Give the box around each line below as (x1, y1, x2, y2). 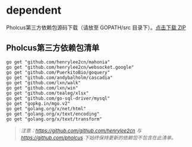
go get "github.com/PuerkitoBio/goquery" (6, 69, 111, 75)
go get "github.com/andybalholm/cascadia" (6, 75, 113, 81)
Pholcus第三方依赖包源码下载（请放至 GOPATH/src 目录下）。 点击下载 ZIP (6, 24, 186, 31)
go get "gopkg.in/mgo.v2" (6, 100, 70, 107)
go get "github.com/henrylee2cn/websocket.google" (6, 64, 134, 70)
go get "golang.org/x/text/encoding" (6, 111, 100, 117)
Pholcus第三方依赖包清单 (6, 43, 100, 53)
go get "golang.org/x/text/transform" (6, 116, 102, 122)
